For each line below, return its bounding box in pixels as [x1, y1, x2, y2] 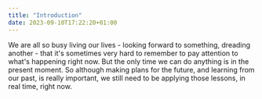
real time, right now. [8, 81, 72, 90]
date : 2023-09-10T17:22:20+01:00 [8, 19, 118, 27]
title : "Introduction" [8, 11, 82, 19]
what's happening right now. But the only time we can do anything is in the [8, 56, 249, 66]
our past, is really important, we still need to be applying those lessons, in [8, 73, 246, 83]
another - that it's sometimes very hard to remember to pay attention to [8, 48, 238, 58]
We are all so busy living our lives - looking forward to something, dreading [8, 40, 251, 49]
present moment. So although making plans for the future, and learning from [8, 65, 255, 74]
